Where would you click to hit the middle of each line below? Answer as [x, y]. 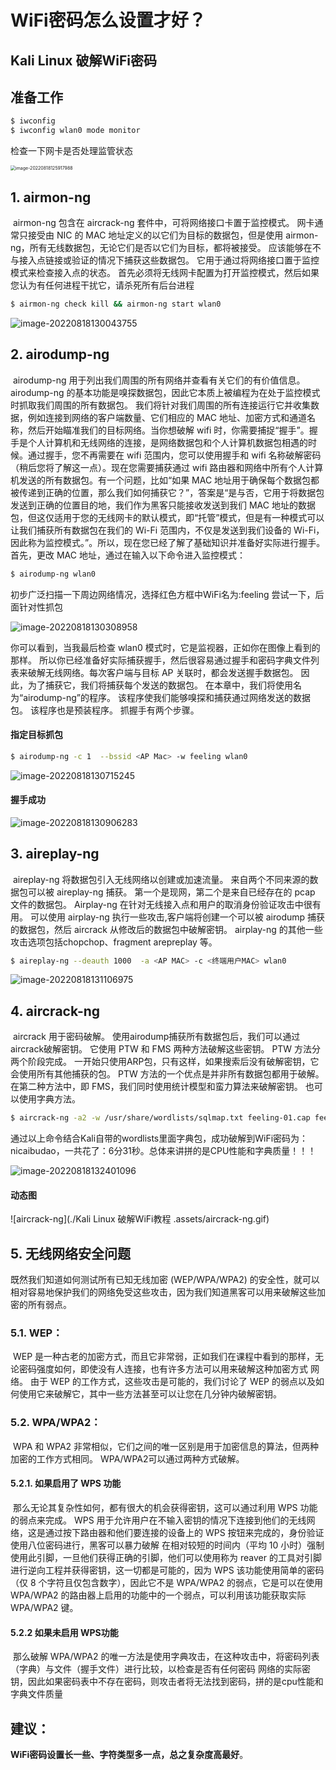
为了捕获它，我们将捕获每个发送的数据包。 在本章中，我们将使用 [160, 685]
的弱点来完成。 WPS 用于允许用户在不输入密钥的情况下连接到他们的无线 [158, 1520]
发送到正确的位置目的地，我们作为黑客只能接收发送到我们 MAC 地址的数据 [163, 505]
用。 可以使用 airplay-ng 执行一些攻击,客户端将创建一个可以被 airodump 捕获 [168, 917]
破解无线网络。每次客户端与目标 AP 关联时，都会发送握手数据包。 [163, 672]
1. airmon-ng [51, 197]
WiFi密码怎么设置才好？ [108, 20]
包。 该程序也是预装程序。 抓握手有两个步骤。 [105, 710]
